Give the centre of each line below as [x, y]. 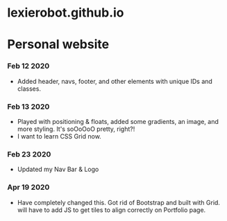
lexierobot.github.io [66, 13]
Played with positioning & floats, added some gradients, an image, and [118, 121]
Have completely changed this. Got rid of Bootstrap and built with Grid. [119, 202]
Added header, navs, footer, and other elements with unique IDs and [115, 81]
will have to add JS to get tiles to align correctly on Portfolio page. [111, 210]
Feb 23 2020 [29, 154]
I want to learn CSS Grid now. [59, 136]
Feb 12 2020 [28, 66]
